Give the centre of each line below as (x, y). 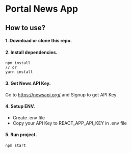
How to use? (25, 28)
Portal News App (42, 9)
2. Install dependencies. (31, 52)
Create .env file (29, 117)
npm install (18, 63)
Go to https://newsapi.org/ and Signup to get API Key (61, 94)
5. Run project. (21, 135)
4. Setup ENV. (20, 106)
